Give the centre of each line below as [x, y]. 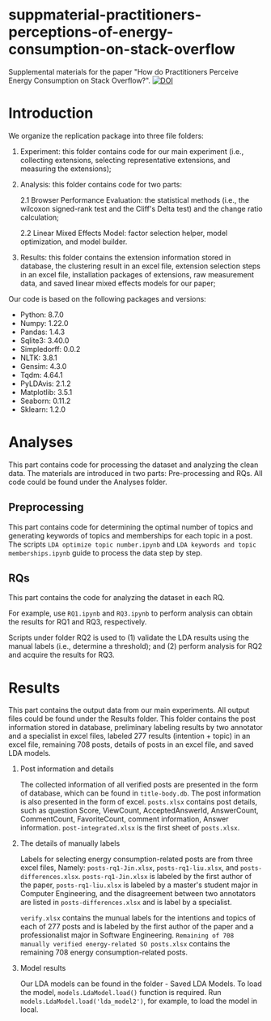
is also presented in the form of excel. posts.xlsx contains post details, [138, 802]
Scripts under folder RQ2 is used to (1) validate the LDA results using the [129, 637]
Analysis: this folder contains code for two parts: [101, 184]
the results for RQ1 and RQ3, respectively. [78, 622]
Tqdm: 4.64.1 [41, 375]
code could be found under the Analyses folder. [88, 482]
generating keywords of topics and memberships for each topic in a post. [131, 535]
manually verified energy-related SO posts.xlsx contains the [125, 944]
